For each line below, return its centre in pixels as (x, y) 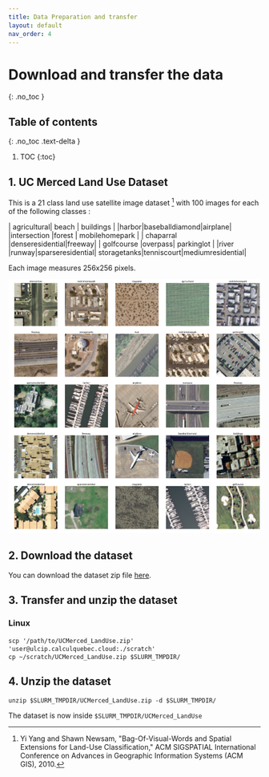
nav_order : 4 (30, 34)
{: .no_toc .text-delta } (44, 141)
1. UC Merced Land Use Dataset (88, 182)
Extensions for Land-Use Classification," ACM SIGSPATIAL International (138, 747)
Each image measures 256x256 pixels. (72, 268)
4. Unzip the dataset (60, 681)
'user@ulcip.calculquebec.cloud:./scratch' (82, 649)
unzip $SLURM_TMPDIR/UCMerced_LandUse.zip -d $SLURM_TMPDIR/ (112, 701)
